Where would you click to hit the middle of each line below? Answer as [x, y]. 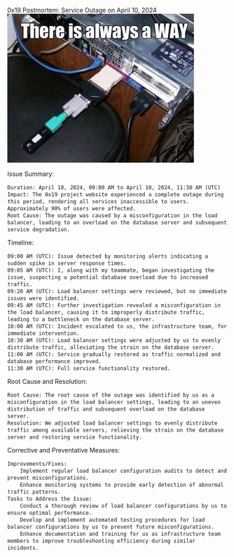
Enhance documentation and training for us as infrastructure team [120, 534]
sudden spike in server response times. [67, 263]
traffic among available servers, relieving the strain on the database [116, 430]
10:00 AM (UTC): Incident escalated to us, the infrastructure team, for [117, 326]
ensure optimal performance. [50, 513]
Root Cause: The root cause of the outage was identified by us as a [111, 395]
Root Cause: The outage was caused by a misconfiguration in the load [112, 216]
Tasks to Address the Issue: [50, 499]
